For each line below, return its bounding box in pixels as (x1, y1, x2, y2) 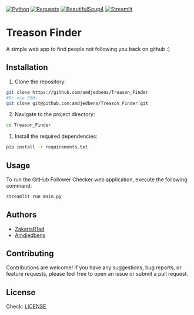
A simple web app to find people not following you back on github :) (6, 45, 170, 52)
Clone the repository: (14, 78, 66, 85)
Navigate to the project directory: (14, 111, 95, 118)
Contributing (6, 249, 54, 259)
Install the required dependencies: (14, 133, 98, 140)
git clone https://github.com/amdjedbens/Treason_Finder (6, 89, 149, 95)
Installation (6, 62, 48, 73)
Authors (6, 210, 37, 220)
